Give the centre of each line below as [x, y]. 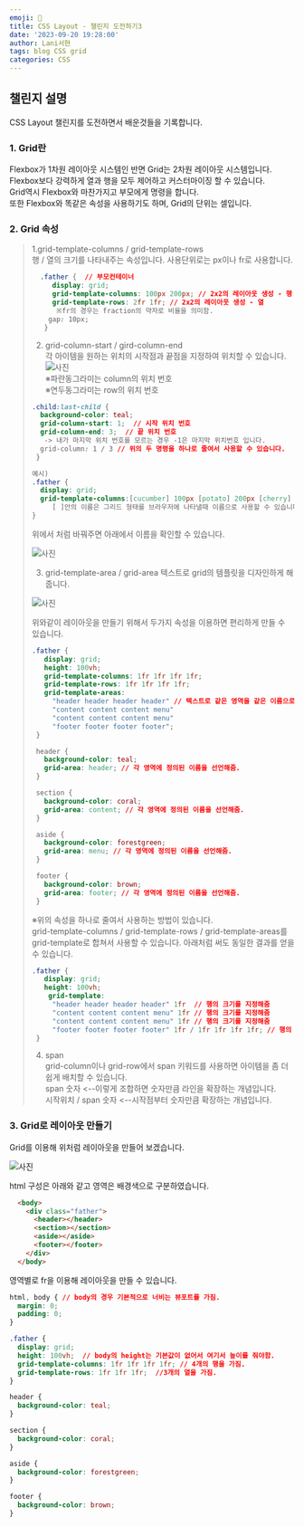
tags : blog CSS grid [48, 52]
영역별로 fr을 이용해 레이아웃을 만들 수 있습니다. [93, 1280]
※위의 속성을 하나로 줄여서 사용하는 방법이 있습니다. [122, 920]
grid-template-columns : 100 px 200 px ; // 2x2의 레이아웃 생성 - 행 [172, 294]
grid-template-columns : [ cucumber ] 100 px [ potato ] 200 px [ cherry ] [166, 499]
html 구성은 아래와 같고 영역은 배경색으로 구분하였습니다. [109, 1186]
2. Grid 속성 [34, 229]
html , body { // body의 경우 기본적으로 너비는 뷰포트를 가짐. [115, 1297]
